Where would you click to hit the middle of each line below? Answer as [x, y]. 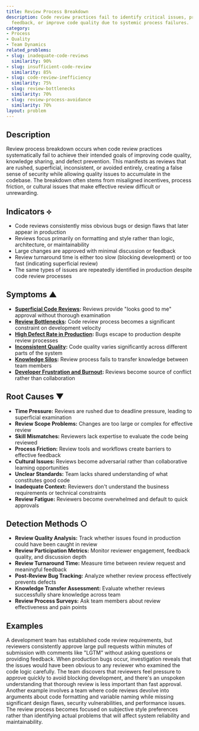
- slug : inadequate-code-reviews [47, 56]
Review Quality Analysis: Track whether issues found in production [98, 538]
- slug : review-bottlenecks [41, 89]
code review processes [43, 276]
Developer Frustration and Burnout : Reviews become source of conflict [103, 372]
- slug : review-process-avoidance [49, 99]
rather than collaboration [45, 378]
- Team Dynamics [26, 45]
